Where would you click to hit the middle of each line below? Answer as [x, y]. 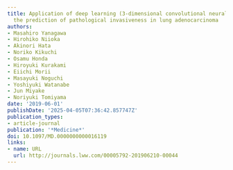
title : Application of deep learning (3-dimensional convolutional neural [118, 14]
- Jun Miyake [26, 91]
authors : [20, 26]
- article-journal [34, 123]
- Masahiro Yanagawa [37, 33]
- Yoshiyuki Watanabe [38, 85]
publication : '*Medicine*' [46, 130]
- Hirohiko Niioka [34, 40]
